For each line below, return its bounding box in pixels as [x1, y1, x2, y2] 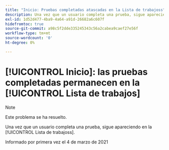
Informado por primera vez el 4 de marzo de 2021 [5, 139, 108, 145]
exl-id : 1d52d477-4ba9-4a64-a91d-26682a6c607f [5, 17, 105, 22]
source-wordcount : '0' [5, 36, 53, 41]
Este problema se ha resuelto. [5, 114, 67, 120]
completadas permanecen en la [5, 77, 140, 88]
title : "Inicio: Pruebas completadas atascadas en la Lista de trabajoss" [5, 7, 165, 13]
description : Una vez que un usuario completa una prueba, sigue [5, 12, 145, 17]
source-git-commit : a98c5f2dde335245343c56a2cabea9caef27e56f [5, 26, 138, 31]
